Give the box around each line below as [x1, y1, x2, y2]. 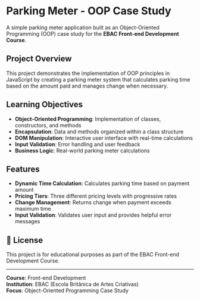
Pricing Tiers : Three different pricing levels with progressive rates [14, 192, 177, 200]
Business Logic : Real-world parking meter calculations [14, 147, 150, 154]
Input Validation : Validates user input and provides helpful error [14, 211, 172, 218]
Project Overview [6, 54, 72, 64]
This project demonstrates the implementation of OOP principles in [6, 70, 170, 77]
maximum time [14, 205, 52, 212]
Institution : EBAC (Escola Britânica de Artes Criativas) [6, 281, 139, 288]
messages [14, 218, 40, 225]
